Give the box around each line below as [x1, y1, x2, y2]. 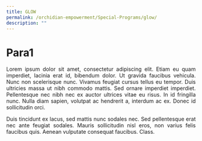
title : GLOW [6, 8, 36, 15]
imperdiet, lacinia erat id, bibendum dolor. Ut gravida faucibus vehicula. [6, 72, 196, 79]
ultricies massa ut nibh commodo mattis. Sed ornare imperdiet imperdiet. [6, 85, 196, 92]
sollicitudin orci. [6, 104, 46, 111]
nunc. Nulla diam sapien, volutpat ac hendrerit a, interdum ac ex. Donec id [6, 97, 196, 105]
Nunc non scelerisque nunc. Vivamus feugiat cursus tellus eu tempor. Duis [6, 79, 196, 86]
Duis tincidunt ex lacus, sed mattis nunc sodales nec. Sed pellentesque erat [6, 115, 196, 123]
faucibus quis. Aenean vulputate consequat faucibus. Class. [6, 128, 155, 136]
